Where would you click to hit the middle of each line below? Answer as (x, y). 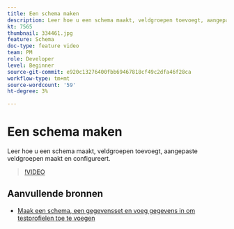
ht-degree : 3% (28, 91)
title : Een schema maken (43, 14)
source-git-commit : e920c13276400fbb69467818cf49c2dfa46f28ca (99, 72)
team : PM (20, 53)
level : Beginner (31, 65)
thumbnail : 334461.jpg (40, 33)
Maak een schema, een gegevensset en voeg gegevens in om (106, 210)
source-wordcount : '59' (42, 85)
